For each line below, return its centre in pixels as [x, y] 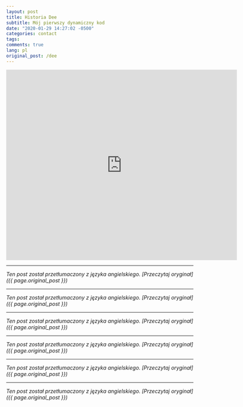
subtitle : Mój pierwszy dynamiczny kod [56, 23]
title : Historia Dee [32, 17]
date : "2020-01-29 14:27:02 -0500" [50, 28]
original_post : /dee [32, 56]
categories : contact [32, 34]
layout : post [22, 12]
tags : [13, 39]
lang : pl [17, 51]
